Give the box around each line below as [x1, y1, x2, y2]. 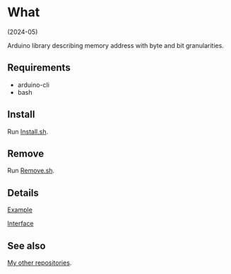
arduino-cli [17, 81, 49, 89]
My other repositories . [7, 258, 72, 267]
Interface [7, 220, 34, 228]
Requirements [7, 61, 71, 74]
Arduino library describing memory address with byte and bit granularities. [7, 41, 224, 49]
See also [7, 239, 46, 251]
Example [7, 205, 33, 214]
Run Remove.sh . [7, 167, 55, 175]
